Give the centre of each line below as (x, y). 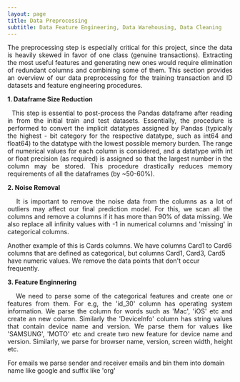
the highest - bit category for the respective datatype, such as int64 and (120, 136)
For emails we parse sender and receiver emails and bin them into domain (116, 363)
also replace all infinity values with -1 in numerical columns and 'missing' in (120, 224)
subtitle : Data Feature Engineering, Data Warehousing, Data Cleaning (115, 27)
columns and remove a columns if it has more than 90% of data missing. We (120, 217)
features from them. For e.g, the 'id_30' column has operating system (120, 303)
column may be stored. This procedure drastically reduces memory (120, 166)
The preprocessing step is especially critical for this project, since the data (120, 48)
